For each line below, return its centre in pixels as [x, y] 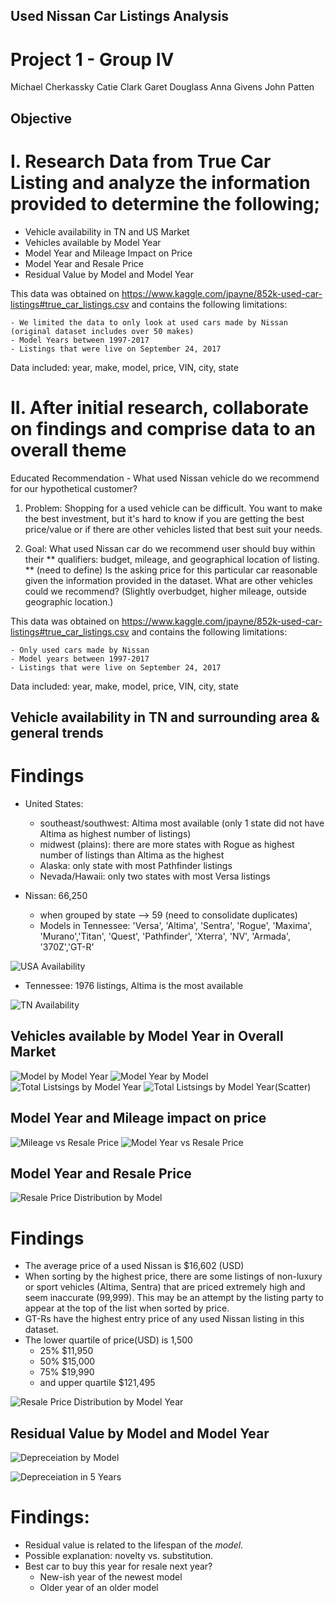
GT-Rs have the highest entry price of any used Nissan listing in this [164, 1319]
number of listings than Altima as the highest [132, 855]
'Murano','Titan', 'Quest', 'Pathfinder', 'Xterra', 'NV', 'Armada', [165, 936]
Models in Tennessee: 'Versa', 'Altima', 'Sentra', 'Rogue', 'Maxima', [176, 925]
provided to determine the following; [165, 203]
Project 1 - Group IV [92, 59]
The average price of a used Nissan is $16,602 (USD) [134, 1266]
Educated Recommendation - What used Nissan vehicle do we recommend [165, 478]
